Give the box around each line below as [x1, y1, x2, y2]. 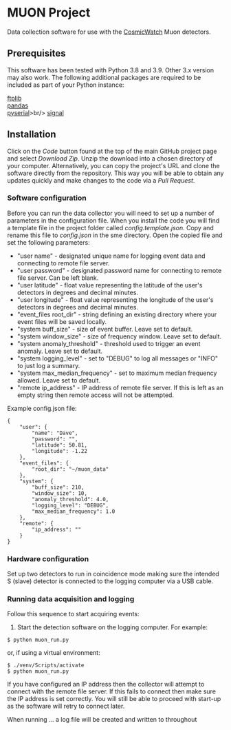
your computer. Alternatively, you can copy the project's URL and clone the [7, 161, 220, 170]
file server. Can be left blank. [16, 274, 99, 282]
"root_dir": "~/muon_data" [32, 465, 109, 473]
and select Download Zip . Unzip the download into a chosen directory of [7, 154, 213, 163]
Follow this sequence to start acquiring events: [7, 610, 140, 618]
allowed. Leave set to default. [16, 376, 101, 384]
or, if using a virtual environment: [7, 649, 101, 657]
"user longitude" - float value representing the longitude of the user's [16, 295, 214, 304]
